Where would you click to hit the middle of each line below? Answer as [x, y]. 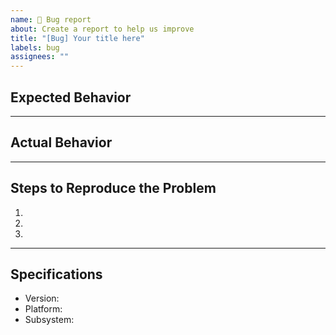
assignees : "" [40, 57]
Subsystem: [49, 320]
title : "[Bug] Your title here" [77, 38]
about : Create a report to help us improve [102, 29]
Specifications [56, 274]
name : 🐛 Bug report [51, 19]
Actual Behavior [61, 142]
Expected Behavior [71, 97]
